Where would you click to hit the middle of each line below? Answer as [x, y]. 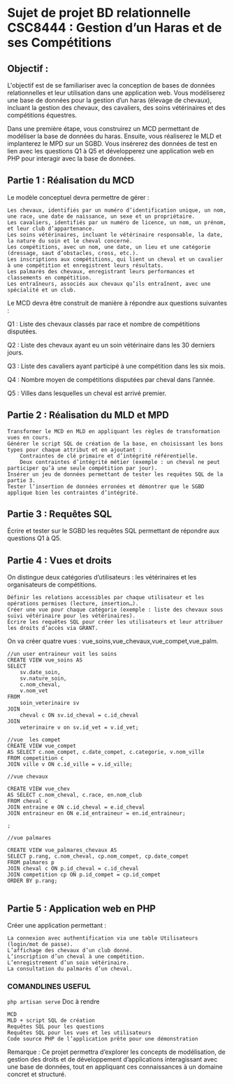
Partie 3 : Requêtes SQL [60, 514]
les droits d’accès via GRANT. [53, 629]
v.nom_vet [34, 691]
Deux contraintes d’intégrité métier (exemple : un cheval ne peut [120, 462]
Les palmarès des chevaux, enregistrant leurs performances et [101, 271]
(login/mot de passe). [40, 945]
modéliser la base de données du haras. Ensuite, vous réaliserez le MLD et [115, 136]
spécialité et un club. [42, 290]
